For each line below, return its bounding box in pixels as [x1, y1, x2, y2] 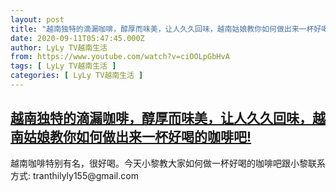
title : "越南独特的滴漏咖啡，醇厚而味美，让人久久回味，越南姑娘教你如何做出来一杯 [10, 24, 315, 34]
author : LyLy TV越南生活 [10, 42, 108, 53]
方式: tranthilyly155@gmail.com [10, 169, 139, 181]
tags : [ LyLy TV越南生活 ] [10, 61, 117, 71]
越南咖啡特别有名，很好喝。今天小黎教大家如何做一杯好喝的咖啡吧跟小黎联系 [10, 157, 326, 169]
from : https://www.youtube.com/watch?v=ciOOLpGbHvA [10, 52, 230, 62]
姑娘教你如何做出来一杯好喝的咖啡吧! [23, 129, 252, 146]
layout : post [10, 14, 65, 25]
